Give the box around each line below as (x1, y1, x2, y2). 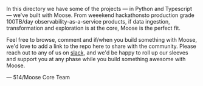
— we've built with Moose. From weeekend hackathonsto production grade (6, 12, 194, 19)
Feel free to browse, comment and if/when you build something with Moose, (6, 36, 198, 43)
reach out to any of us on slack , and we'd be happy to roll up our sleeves (6, 49, 188, 56)
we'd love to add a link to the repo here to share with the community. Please (6, 42, 196, 50)
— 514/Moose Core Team (6, 74, 71, 81)
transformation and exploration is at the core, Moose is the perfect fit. (6, 24, 181, 31)
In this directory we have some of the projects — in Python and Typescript (6, 5, 193, 12)
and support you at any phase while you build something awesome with (6, 56, 186, 62)
